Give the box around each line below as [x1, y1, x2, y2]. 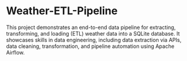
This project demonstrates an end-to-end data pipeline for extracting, [6, 24, 176, 31]
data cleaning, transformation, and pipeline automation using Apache [6, 43, 175, 50]
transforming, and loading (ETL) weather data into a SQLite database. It [6, 30, 180, 37]
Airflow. [6, 49, 25, 56]
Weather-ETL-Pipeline [6, 4, 118, 18]
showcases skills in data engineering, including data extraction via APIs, [6, 36, 182, 43]
